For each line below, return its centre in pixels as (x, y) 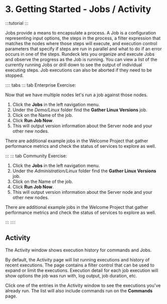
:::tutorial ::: (17, 23)
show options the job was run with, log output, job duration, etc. (71, 275)
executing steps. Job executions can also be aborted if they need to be (78, 70)
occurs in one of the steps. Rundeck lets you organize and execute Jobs (80, 54)
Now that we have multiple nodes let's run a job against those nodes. (76, 95)
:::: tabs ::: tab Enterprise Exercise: (41, 85)
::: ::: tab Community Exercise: (36, 156)
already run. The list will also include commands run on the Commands (79, 290)
